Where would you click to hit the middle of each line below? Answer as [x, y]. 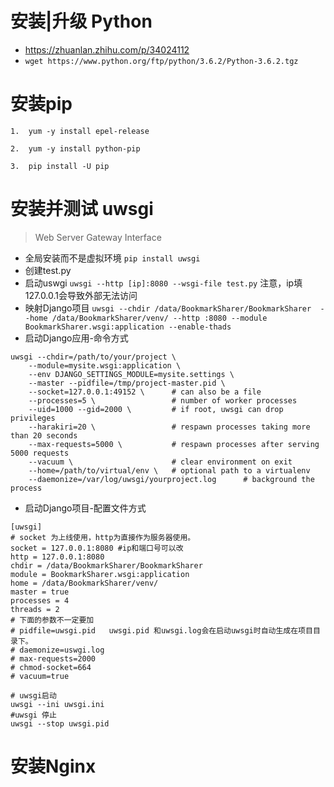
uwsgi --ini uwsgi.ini [57, 704]
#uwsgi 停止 [33, 715]
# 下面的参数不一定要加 [52, 620]
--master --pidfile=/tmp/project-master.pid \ [127, 383]
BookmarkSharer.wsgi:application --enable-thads [128, 327]
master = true [40, 592]
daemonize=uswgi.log [62, 650]
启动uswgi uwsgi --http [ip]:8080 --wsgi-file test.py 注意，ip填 [163, 283]
